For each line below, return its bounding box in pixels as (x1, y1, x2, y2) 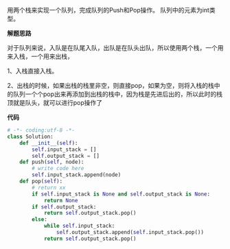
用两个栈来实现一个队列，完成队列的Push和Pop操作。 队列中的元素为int (7, 6, 209, 14)
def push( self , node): (19, 158, 84, 166)
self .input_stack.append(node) (32, 171, 122, 178)
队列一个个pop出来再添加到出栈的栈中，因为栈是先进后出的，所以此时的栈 (12, 90, 223, 98)
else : (32, 216, 48, 223)
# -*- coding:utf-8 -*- (7, 127, 76, 134)
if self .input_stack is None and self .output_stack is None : (32, 191, 211, 198)
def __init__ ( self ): (19, 139, 78, 146)
